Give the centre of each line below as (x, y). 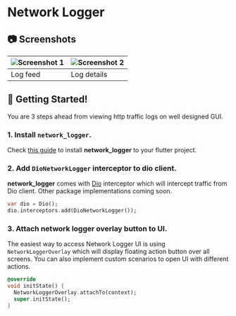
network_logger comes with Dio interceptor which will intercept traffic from (117, 183)
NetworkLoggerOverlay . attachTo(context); (75, 293)
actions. (19, 267)
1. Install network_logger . (49, 135)
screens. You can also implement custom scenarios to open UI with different (118, 259)
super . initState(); (42, 299)
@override (22, 279)
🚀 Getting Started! (48, 99)
